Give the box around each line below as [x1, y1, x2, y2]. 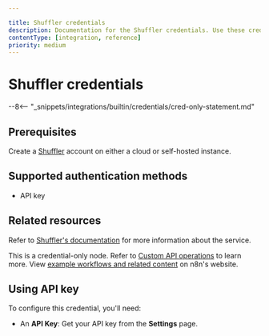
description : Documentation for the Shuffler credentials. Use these [8, 26, 246, 34]
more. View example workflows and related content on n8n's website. [8, 259, 239, 269]
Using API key [8, 282, 79, 296]
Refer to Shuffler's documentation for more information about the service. [8, 235, 251, 245]
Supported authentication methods [8, 170, 188, 183]
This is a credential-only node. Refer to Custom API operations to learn [8, 250, 242, 260]
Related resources [8, 214, 102, 228]
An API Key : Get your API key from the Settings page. [19, 319, 199, 329]
